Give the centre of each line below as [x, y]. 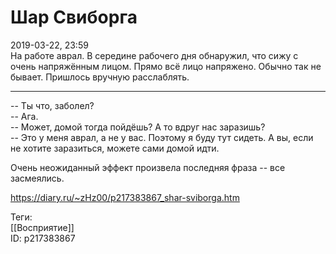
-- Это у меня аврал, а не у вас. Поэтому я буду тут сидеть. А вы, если [162, 137]
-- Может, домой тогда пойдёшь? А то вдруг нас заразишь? [138, 127]
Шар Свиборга [74, 17]
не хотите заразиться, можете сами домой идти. [115, 148]
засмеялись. [37, 178]
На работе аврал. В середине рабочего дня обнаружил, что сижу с [154, 55]
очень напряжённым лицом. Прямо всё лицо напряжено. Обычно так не [166, 66]
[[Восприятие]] [42, 227]
